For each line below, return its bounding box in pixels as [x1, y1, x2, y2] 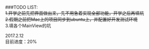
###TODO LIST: [5, 4, 38, 10]
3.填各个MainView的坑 [5, 22, 51, 28]
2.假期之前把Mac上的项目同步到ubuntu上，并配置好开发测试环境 [5, 16, 138, 22]
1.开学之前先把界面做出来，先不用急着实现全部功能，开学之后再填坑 [5, 10, 144, 16]
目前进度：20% [5, 38, 37, 44]
